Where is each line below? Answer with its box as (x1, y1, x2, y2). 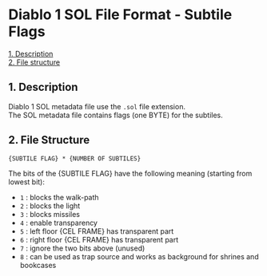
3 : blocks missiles (19, 209, 81, 219)
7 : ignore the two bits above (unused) (19, 243, 145, 253)
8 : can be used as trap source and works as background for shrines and (19, 251, 259, 261)
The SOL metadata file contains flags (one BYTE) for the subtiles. (8, 110, 224, 120)
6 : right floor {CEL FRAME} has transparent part (19, 235, 179, 244)
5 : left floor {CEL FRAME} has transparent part (19, 226, 174, 236)
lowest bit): (8, 177, 46, 187)
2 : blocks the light (19, 201, 81, 211)
